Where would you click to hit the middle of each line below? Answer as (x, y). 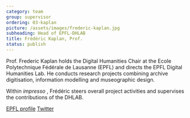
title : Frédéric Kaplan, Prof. (45, 39)
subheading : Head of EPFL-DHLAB (46, 33)
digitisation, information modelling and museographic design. (81, 79)
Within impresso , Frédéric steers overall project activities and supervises (95, 91)
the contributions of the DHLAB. (45, 97)
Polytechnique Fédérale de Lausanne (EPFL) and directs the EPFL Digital (94, 67)
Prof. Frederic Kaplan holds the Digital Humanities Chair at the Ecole (89, 61)
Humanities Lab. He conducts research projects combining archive (87, 73)
